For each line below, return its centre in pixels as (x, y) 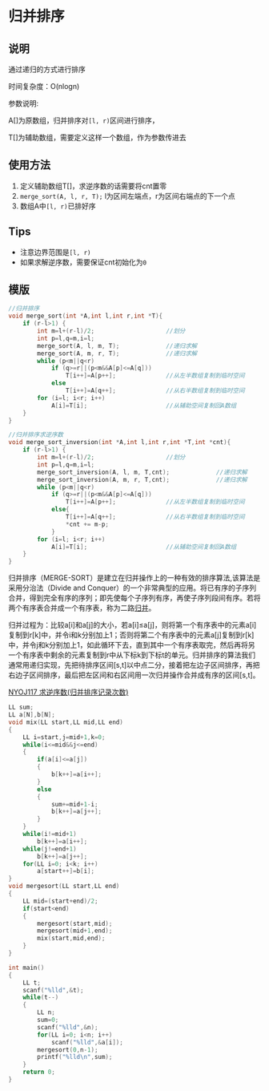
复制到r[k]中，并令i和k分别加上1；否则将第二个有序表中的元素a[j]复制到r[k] (131, 635)
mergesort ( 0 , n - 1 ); (68, 1050)
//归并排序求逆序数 (36, 435)
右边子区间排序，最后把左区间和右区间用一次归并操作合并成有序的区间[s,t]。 (134, 675)
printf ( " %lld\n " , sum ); (75, 1057)
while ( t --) (41, 998)
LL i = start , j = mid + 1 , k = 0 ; (64, 737)
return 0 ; (39, 1072)
